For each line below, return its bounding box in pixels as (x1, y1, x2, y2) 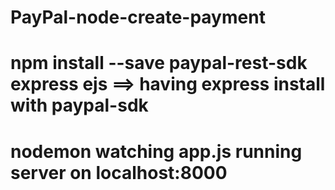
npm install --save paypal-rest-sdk (10, 52, 308, 75)
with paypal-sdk (10, 94, 149, 117)
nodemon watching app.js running (10, 140, 303, 163)
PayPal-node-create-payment (10, 6, 266, 29)
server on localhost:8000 (10, 161, 228, 184)
